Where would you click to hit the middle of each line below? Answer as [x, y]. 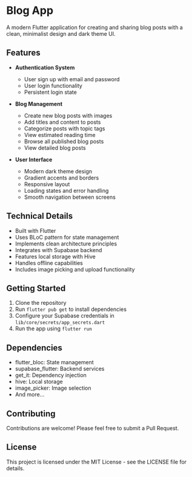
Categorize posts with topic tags [65, 128]
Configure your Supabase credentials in [65, 316]
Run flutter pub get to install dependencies [71, 309]
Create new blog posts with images [68, 115]
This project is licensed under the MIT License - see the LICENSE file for [96, 462]
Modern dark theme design [58, 171]
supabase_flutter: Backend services [60, 369]
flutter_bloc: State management [54, 362]
